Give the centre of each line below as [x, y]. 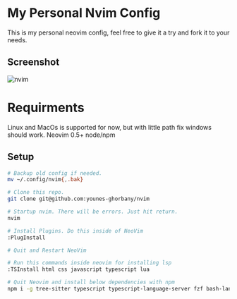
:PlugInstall [26, 238]
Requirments [46, 108]
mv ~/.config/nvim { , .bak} [45, 180]
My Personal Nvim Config [84, 13]
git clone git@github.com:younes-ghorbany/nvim [79, 199]
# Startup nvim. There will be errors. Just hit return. [93, 212]
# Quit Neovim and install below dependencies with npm [91, 282]
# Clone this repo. [36, 193]
